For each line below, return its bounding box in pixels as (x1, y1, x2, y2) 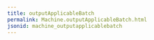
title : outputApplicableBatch (7, 9, 95, 17)
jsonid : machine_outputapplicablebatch (7, 22, 123, 29)
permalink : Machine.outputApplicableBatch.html (7, 16, 148, 23)
